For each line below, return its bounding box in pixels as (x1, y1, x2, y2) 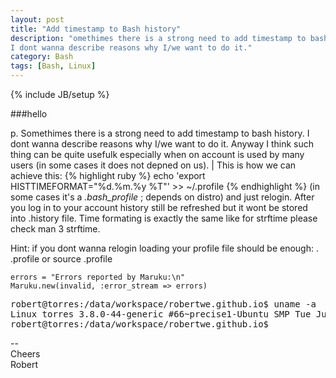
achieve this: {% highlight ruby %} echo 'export (10, 170, 206, 181)
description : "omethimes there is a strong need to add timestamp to (10, 33, 307, 43)
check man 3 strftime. (10, 223, 101, 235)
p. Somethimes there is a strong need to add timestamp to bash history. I (10, 127, 310, 139)
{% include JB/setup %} (10, 89, 110, 100)
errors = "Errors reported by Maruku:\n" (10, 272, 186, 282)
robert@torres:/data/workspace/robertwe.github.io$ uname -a (10, 299, 317, 310)
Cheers (10, 348, 41, 360)
